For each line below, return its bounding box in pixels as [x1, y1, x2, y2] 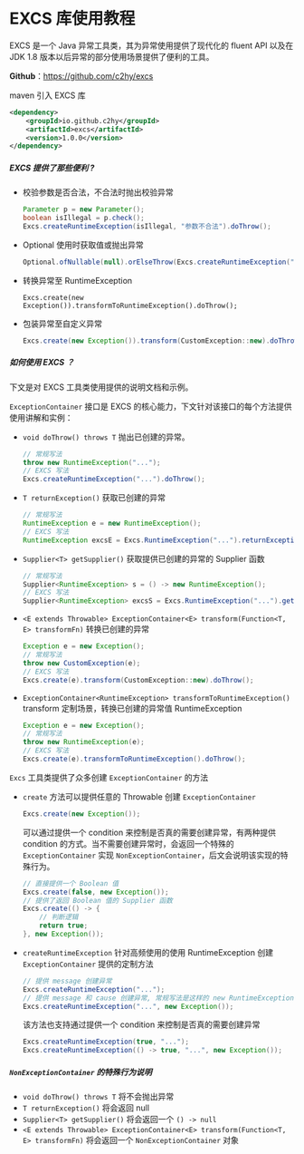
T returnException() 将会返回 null [22, 1102, 150, 1113]
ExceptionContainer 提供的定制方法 [22, 958, 154, 969]
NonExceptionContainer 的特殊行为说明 [9, 1066, 152, 1077]
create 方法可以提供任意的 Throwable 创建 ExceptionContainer [22, 790, 256, 802]
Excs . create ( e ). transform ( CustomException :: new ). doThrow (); [22, 675, 254, 684]
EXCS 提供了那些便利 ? [9, 162, 95, 173]
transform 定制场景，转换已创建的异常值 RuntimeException [22, 703, 242, 713]
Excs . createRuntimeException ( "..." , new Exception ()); [22, 1002, 234, 1011]
